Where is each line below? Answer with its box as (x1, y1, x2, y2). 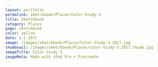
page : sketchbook (5, 26, 42, 31)
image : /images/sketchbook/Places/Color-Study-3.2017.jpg (5, 40, 131, 45)
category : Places (5, 21, 42, 27)
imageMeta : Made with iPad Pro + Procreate (5, 54, 99, 59)
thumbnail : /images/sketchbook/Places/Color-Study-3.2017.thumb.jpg (5, 45, 153, 50)
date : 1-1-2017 (5, 36, 38, 41)
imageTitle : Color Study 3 (5, 49, 62, 54)
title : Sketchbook (5, 17, 44, 22)
